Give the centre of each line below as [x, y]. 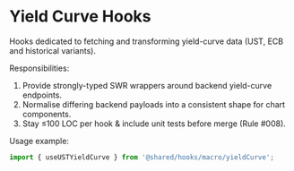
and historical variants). [53, 50]
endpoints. [42, 95]
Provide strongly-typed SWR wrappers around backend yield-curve [147, 85]
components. [47, 114]
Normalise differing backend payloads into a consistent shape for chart [153, 104]
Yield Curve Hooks [80, 17]
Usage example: [39, 141]
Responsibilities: [39, 68]
